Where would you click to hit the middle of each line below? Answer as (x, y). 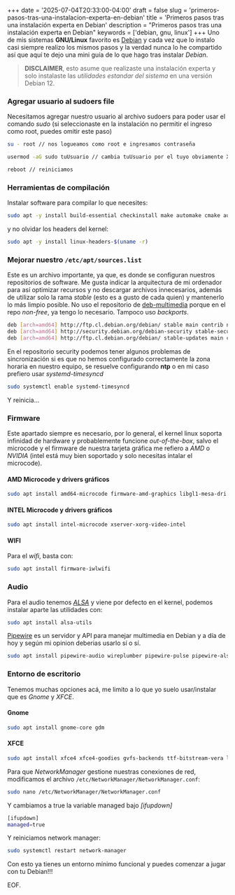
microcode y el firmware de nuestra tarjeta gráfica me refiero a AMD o (109, 448)
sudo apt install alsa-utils (50, 623)
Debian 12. (40, 83)
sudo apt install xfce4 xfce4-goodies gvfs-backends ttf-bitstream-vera (115, 758)
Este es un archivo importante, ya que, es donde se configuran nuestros (111, 275)
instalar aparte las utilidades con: (55, 609)
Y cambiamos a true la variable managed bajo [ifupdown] (90, 805)
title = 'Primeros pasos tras (185, 18)
